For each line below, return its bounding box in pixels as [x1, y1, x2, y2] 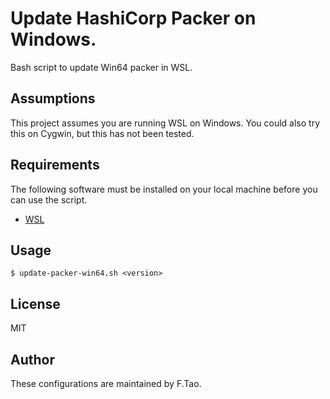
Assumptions [10, 90, 96, 107]
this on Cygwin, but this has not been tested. [10, 127, 195, 139]
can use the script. [10, 193, 88, 206]
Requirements [10, 157, 100, 174]
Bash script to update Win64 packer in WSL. [10, 61, 193, 73]
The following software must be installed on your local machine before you [10, 183, 318, 195]
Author [10, 351, 55, 368]
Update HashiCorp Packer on [10, 7, 257, 30]
